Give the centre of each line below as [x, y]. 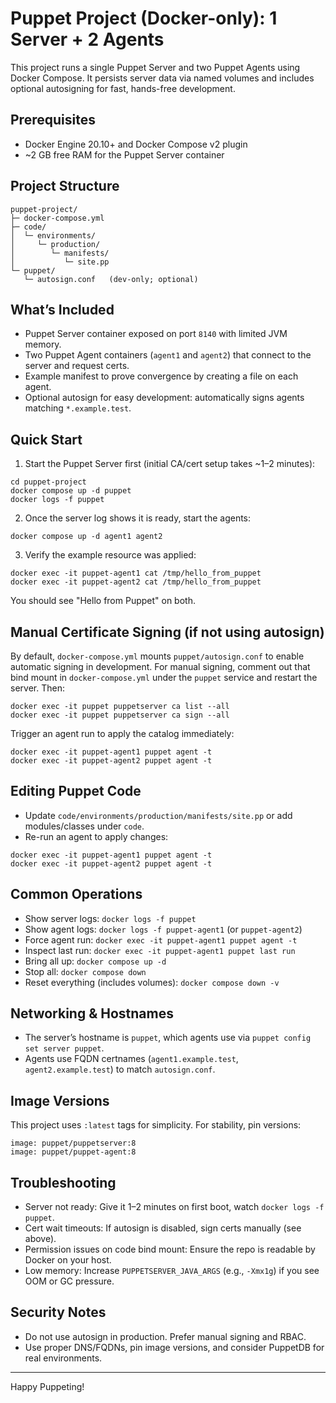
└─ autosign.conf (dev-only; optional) [111, 279]
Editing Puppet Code [76, 791]
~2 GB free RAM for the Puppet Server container [124, 154]
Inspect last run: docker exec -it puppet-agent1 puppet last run [160, 950]
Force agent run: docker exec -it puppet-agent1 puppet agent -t [161, 939]
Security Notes [58, 1312]
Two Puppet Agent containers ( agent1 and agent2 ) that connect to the [168, 355]
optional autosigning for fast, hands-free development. [123, 88]
